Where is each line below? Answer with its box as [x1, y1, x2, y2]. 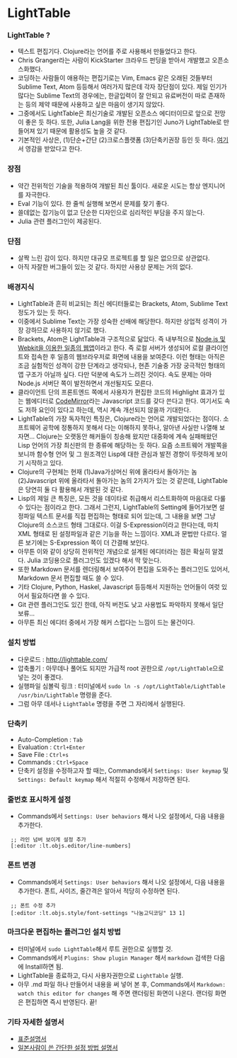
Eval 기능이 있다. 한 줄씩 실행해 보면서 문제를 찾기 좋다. [17, 199, 170, 207]
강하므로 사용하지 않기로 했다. [25, 326, 107, 334]
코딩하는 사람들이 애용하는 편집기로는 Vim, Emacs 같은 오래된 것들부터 [17, 74, 213, 82]
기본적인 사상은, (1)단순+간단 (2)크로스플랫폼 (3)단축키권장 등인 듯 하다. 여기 [17, 136, 229, 144]
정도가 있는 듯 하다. [17, 308, 71, 317]
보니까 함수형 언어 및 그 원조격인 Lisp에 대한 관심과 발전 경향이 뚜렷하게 [17, 450, 214, 458]
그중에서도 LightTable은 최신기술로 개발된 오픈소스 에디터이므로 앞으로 [17, 109, 213, 118]
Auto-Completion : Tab [17, 735, 83, 744]
